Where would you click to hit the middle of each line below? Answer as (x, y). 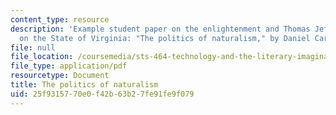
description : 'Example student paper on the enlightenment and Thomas (160, 29)
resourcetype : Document (60, 76)
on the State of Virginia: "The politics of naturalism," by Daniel (165, 38)
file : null (33, 47)
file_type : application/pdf (69, 66)
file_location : (42, 57)
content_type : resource (60, 19)
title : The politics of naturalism (84, 85)
